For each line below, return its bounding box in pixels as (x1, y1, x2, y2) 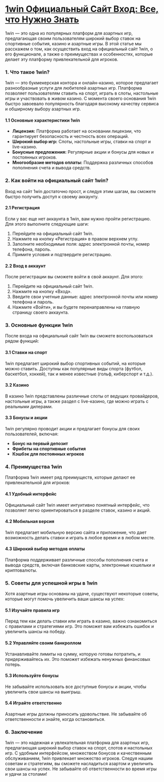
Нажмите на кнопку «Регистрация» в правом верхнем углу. (12, 235, 138, 242)
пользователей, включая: (5, 431, 59, 437)
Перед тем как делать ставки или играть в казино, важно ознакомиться (5, 618, 157, 624)
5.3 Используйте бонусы (5, 673, 59, 679)
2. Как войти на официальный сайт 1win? (5, 177, 109, 184)
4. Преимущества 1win (5, 463, 62, 470)
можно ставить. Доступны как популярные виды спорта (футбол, (5, 365, 143, 371)
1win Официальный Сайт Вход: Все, (5, 3, 159, 15)
